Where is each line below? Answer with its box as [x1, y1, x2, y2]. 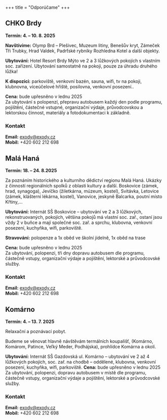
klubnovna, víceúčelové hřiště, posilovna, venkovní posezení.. [5, 83, 134, 89]
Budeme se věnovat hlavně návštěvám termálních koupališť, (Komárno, [5, 338, 153, 344]
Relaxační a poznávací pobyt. [5, 329, 67, 335]
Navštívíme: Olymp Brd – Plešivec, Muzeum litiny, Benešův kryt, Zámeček [5, 42, 160, 48]
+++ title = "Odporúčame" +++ [5, 5, 70, 10]
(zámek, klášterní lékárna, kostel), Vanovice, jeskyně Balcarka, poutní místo [5, 193, 162, 200]
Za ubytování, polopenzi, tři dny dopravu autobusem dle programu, [5, 250, 145, 256]
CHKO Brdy [5, 19, 42, 27]
